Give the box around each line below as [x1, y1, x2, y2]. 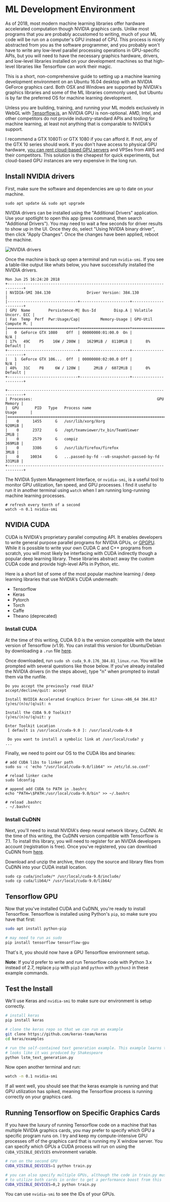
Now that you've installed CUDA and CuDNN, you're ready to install [5, 906, 146, 912]
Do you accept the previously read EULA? [5, 683, 94, 689]
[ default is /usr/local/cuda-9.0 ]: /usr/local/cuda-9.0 [7, 728, 133, 733]
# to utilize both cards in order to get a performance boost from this [5, 1177, 162, 1182]
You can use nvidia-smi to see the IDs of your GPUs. [5, 1191, 115, 1197]
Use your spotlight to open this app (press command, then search [5, 215, 143, 221]
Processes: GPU [10, 396, 164, 401]
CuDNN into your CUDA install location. [5, 864, 88, 870]
